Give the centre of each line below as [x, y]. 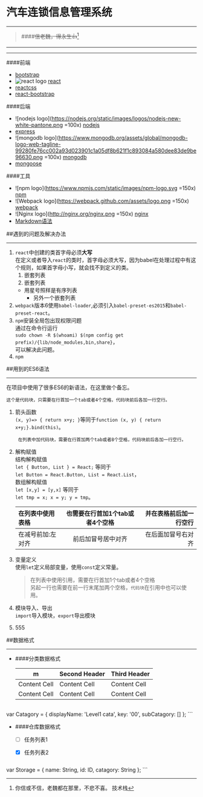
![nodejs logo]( [33, 118]
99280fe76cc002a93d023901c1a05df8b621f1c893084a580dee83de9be [106, 150]
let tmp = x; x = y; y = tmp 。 [54, 497]
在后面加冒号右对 [169, 534]
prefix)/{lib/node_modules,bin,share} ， [66, 342]
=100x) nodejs [82, 125]
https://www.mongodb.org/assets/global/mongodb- [123, 137]
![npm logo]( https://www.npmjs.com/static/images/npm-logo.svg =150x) [105, 188]
